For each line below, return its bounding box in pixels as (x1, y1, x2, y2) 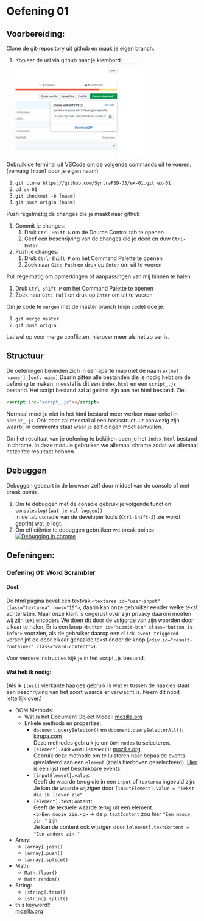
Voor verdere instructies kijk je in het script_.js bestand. (6, 654, 146, 662)
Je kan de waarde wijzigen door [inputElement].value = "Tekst (33, 784, 195, 792)
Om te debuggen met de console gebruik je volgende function (15, 500, 172, 507)
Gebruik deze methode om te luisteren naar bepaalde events (33, 752, 186, 759)
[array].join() (24, 844, 63, 850)
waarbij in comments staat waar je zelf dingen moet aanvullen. (6, 423, 163, 430)
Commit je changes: (15, 222, 66, 229)
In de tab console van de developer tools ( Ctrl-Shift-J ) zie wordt (15, 513, 181, 520)
